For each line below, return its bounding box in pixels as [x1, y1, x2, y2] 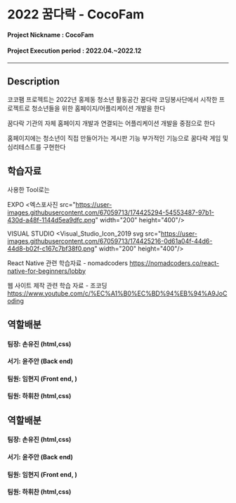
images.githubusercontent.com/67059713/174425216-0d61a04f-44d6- [7, 236, 213, 245]
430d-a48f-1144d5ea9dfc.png [7, 215, 96, 224]
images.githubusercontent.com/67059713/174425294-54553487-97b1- [7, 208, 215, 217]
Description [7, 75, 60, 88]
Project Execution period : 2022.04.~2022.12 [7, 46, 142, 55]
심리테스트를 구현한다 [7, 142, 66, 151]
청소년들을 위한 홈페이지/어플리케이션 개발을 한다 [31, 103, 166, 113]
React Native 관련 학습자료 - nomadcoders [7, 258, 129, 267]
